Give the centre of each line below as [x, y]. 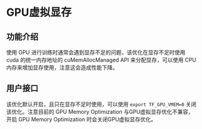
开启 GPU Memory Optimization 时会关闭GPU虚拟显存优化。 [81, 119]
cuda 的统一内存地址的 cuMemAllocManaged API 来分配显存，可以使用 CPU [101, 60]
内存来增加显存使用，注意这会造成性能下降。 [62, 68]
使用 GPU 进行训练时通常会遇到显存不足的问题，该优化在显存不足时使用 [96, 52]
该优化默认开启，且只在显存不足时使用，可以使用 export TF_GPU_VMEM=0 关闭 [102, 104]
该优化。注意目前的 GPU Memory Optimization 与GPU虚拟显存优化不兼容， [100, 111]
